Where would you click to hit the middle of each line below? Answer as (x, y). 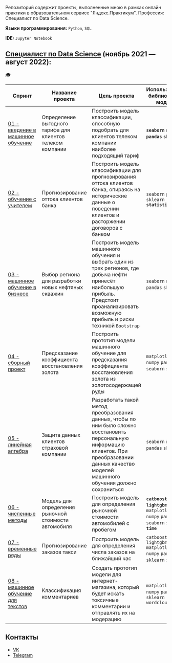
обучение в (22, 287)
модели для (106, 574)
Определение (59, 117)
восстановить (109, 432)
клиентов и (105, 215)
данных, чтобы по (114, 419)
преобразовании (113, 457)
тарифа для (56, 130)
